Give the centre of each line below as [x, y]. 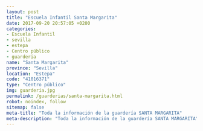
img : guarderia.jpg [31, 91]
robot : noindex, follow [36, 101]
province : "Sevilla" [32, 68]
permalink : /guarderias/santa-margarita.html [64, 96]
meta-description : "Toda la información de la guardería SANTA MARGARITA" [102, 118]
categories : [21, 29]
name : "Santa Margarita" [37, 62]
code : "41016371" [28, 79]
